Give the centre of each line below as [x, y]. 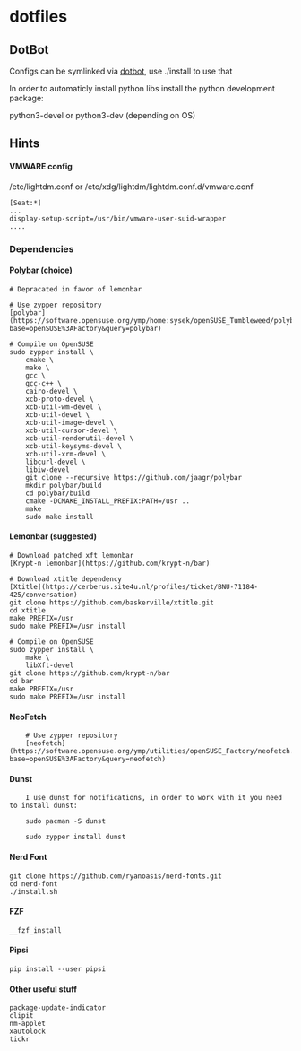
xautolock [28, 1032]
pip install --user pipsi [57, 969]
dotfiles [39, 17]
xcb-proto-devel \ [60, 399]
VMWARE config [41, 166]
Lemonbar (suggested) [53, 536]
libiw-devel [47, 469]
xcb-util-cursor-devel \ [72, 430]
